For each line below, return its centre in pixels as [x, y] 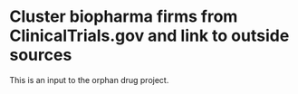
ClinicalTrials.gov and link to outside [149, 36]
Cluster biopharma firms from [124, 17]
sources [41, 55]
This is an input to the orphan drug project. [89, 80]
